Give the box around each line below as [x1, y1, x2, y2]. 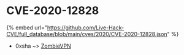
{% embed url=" [6, 24, 48, 31]
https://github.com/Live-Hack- [47, 24, 125, 31]
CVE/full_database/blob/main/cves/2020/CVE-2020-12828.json [6, 30, 167, 37]
